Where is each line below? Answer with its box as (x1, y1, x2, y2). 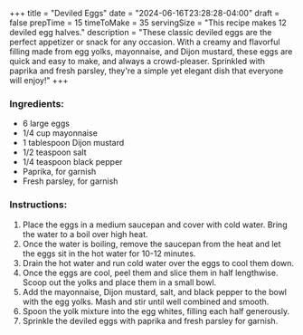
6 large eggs (22, 118, 71, 129)
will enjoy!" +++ (9, 75, 69, 85)
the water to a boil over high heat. (22, 228, 148, 239)
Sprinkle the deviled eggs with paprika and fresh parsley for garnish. (22, 315, 279, 326)
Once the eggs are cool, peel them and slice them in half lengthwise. (22, 267, 279, 278)
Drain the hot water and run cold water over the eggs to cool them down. (22, 257, 295, 268)
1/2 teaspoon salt (22, 147, 88, 158)
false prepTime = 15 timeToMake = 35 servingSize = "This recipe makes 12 (9, 17, 287, 28)
